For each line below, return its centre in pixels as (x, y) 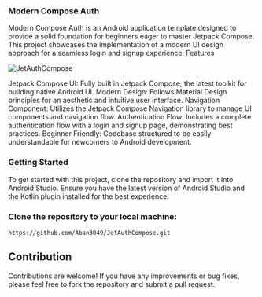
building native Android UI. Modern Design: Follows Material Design (118, 92)
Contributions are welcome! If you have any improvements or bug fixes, (124, 276)
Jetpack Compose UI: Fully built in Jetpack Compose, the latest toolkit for (127, 83)
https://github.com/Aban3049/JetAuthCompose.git (89, 233)
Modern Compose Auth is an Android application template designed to (122, 28)
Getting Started (38, 163)
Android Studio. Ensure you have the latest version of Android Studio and (127, 188)
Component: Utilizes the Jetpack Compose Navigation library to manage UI (130, 108)
